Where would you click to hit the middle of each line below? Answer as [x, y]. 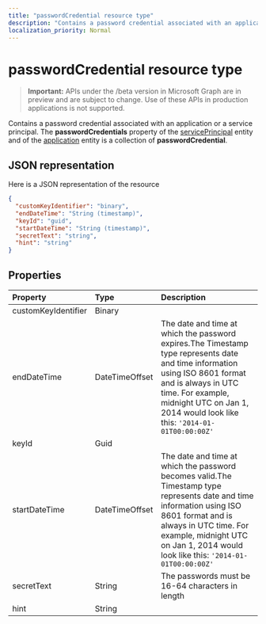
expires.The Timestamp [205, 343]
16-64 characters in [199, 585]
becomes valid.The [196, 476]
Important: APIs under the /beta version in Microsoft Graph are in [134, 91]
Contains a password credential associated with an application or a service [131, 124]
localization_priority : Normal [60, 30]
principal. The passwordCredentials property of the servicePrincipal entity [131, 132]
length [173, 595]
